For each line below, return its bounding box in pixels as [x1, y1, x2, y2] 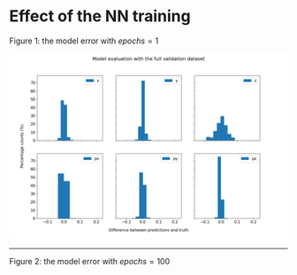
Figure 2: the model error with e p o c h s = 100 [9, 256, 171, 266]
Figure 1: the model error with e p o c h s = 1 [9, 35, 159, 46]
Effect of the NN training [9, 6, 192, 27]
